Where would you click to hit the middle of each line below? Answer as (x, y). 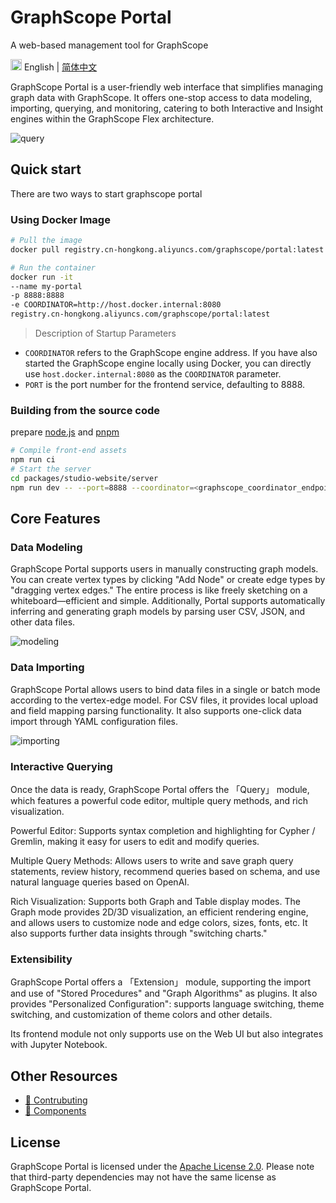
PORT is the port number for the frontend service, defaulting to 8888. (165, 385)
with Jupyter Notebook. (59, 1045)
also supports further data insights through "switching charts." (139, 933)
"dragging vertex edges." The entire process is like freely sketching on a (159, 590)
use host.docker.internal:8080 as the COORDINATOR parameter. (153, 374)
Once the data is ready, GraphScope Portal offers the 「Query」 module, (160, 789)
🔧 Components (55, 1111)
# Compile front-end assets (69, 451)
